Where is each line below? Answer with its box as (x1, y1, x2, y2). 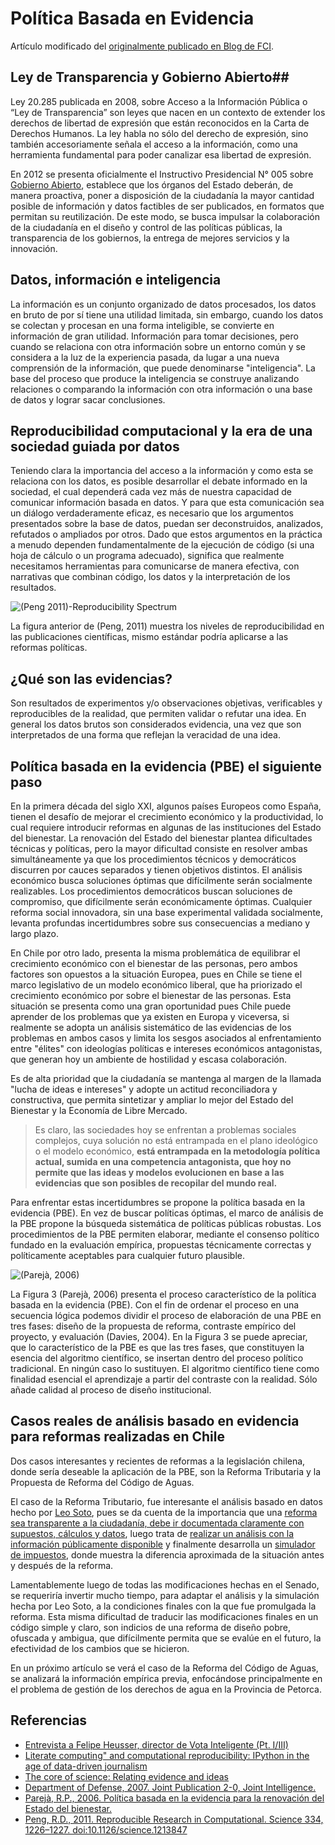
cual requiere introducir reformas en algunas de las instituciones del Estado (10, 822, 322, 833)
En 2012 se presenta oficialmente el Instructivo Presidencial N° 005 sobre (10, 168, 314, 180)
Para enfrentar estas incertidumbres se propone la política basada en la (10, 1197, 306, 1208)
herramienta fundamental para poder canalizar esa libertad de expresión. (10, 148, 312, 161)
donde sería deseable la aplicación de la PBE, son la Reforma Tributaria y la (10, 1465, 322, 1477)
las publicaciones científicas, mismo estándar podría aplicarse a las (10, 631, 289, 643)
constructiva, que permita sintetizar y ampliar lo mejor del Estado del (10, 1094, 294, 1106)
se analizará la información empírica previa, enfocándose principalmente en (10, 1672, 323, 1684)
